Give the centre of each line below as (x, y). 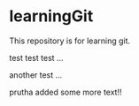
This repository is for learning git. (70, 41)
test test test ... (36, 57)
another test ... (36, 75)
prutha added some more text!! (66, 92)
